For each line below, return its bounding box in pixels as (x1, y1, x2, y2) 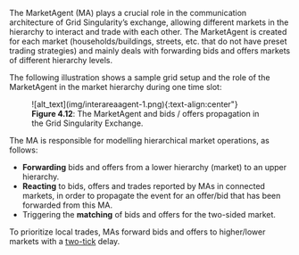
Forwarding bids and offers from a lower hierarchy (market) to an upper (21, 162, 287, 172)
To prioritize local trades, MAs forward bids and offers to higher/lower (9, 226, 266, 237)
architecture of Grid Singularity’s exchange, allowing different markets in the (9, 17, 289, 28)
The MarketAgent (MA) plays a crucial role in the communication (9, 8, 247, 18)
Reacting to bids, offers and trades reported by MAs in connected (21, 181, 266, 191)
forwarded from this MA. (21, 200, 113, 210)
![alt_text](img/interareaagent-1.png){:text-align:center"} (31, 99, 238, 110)
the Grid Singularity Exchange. (31, 118, 144, 128)
